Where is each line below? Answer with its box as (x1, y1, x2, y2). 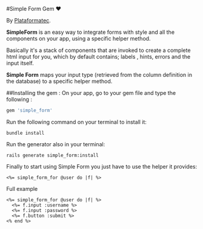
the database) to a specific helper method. (6, 78, 113, 85)
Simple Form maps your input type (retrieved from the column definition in (6, 71, 193, 78)
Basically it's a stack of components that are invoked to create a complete (6, 47, 191, 54)
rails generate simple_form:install (6, 152, 99, 158)
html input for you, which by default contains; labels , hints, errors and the (6, 53, 191, 60)
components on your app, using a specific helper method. (6, 35, 151, 42)
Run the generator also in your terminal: (6, 140, 105, 147)
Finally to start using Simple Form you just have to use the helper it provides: (6, 163, 198, 170)
